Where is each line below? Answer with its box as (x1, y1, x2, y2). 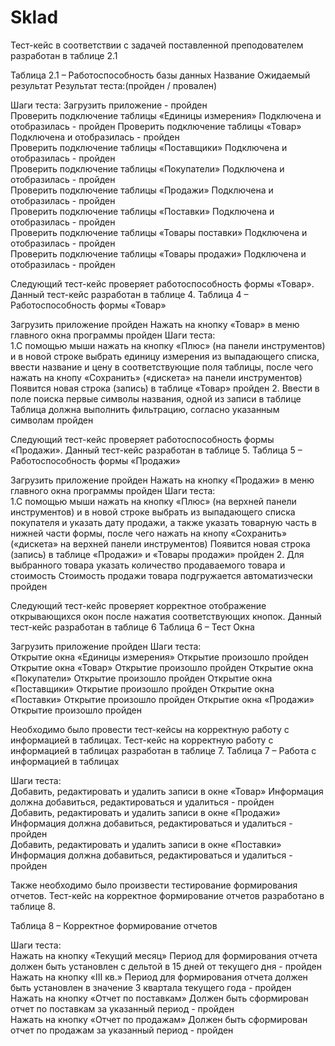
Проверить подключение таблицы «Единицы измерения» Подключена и (10, 109, 322, 121)
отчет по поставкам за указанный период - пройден (10, 1002, 235, 1015)
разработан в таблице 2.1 (10, 49, 118, 61)
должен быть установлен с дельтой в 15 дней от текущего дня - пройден (10, 960, 322, 972)
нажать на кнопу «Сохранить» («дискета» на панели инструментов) (10, 371, 303, 383)
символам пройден (10, 414, 94, 426)
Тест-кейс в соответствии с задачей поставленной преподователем (10, 39, 304, 51)
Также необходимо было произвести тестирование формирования (10, 879, 298, 891)
